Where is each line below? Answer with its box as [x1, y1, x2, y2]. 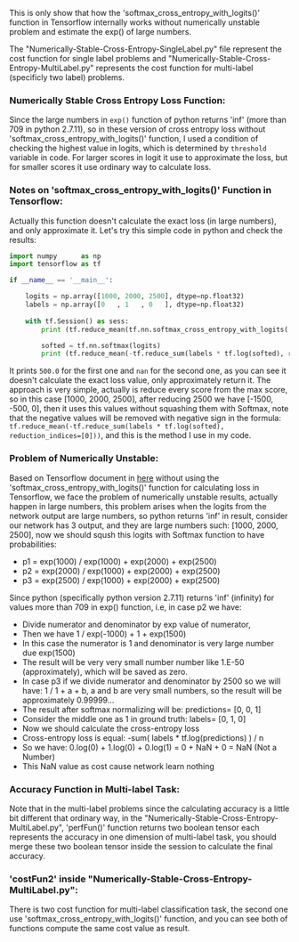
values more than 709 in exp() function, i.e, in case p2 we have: [9, 601, 242, 613]
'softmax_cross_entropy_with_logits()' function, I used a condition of [9, 134, 259, 144]
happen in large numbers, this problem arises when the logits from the [9, 500, 267, 511]
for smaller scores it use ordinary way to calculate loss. [9, 162, 212, 173]
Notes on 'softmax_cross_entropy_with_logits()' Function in [9, 184, 272, 197]
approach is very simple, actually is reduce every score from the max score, [9, 385, 288, 395]
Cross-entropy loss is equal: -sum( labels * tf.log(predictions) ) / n [21, 732, 264, 743]
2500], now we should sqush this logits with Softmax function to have [9, 529, 265, 540]
